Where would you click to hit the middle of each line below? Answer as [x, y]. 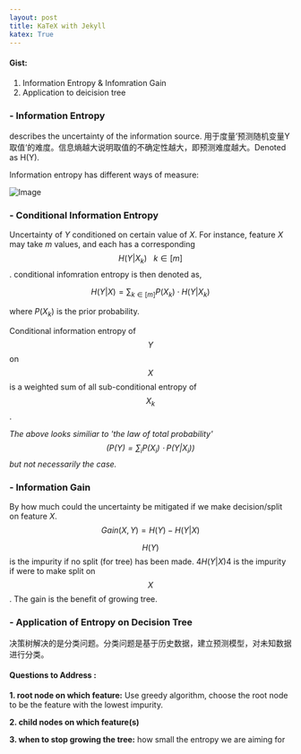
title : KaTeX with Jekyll [57, 26]
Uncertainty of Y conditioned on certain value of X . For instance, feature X [146, 235]
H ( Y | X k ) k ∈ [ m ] [150, 259]
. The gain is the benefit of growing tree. [84, 599]
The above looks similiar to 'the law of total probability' [111, 434]
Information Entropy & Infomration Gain [95, 82]
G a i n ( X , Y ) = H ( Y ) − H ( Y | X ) [150, 530]
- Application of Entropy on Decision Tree [101, 622]
